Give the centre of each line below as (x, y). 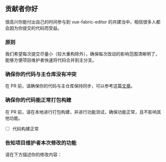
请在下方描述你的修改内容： (34, 155)
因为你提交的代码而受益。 (36, 28)
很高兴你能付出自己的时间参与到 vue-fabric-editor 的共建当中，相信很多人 (81, 22)
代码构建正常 (25, 129)
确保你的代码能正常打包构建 (38, 100)
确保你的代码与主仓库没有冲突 (41, 75)
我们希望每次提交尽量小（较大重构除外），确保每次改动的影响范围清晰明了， (83, 54)
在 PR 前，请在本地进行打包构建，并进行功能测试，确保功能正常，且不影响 (81, 112)
